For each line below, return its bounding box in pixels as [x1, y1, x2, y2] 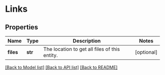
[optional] [135, 49, 158, 55]
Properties [5, 23, 38, 31]
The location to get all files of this [43, 46, 120, 52]
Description [73, 38, 101, 44]
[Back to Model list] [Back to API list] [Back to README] [5, 65, 118, 70]
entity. [43, 52, 58, 58]
